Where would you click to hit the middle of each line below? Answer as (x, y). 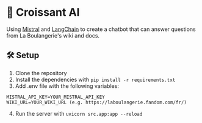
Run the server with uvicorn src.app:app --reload (79, 113)
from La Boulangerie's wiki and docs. (53, 35)
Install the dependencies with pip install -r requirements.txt (95, 79)
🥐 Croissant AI (43, 12)
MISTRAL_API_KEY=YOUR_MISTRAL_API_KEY (56, 97)
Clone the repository (41, 73)
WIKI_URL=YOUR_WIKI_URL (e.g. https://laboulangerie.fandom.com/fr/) (97, 102)
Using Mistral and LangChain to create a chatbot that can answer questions (101, 29)
